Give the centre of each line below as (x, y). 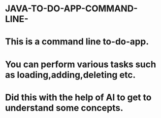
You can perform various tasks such (81, 64)
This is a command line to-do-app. (77, 42)
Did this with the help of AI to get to (78, 97)
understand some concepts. (64, 108)
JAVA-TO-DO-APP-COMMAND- (71, 9)
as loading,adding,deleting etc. (70, 75)
